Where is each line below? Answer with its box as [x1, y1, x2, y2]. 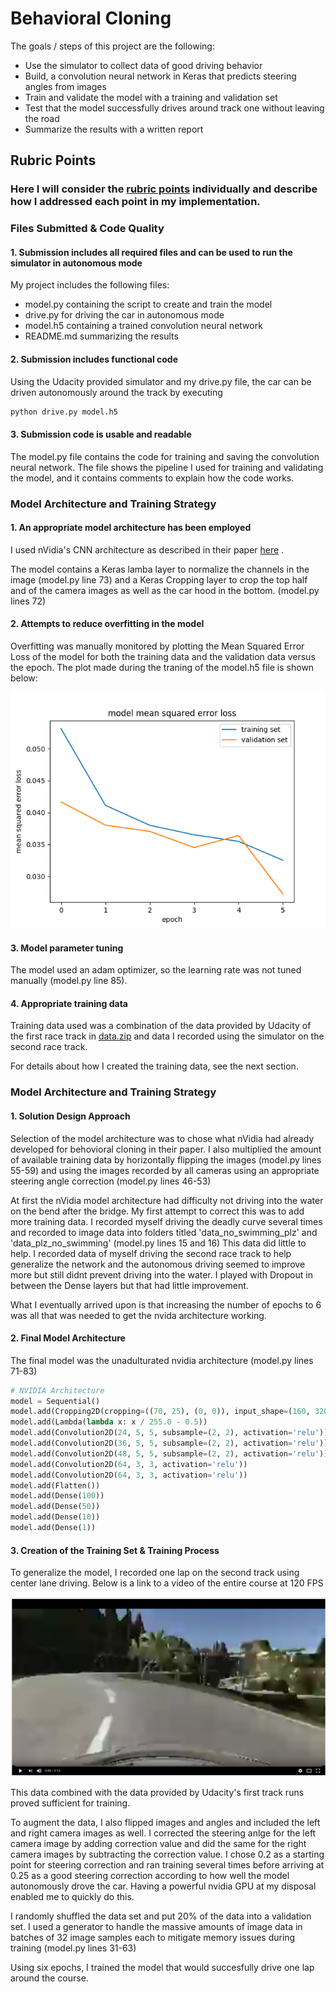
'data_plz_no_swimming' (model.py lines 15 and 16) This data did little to [10, 1237, 307, 1249]
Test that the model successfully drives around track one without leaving [24, 102, 325, 114]
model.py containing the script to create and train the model [24, 298, 273, 311]
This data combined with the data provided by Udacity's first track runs [10, 1787, 305, 1799]
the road [24, 112, 60, 124]
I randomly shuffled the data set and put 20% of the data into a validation [10, 1910, 312, 1922]
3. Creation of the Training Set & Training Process [10, 1544, 220, 1556]
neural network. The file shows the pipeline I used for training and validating [10, 461, 324, 473]
